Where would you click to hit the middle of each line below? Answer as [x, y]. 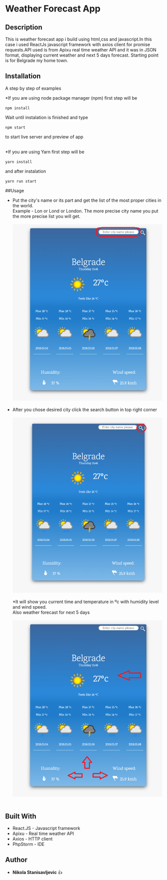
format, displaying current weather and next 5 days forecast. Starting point [82, 55]
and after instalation [26, 171]
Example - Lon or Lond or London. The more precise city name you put [85, 211]
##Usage [15, 190]
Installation [23, 76]
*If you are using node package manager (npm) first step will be [71, 98]
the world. [23, 205]
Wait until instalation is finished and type [47, 117]
